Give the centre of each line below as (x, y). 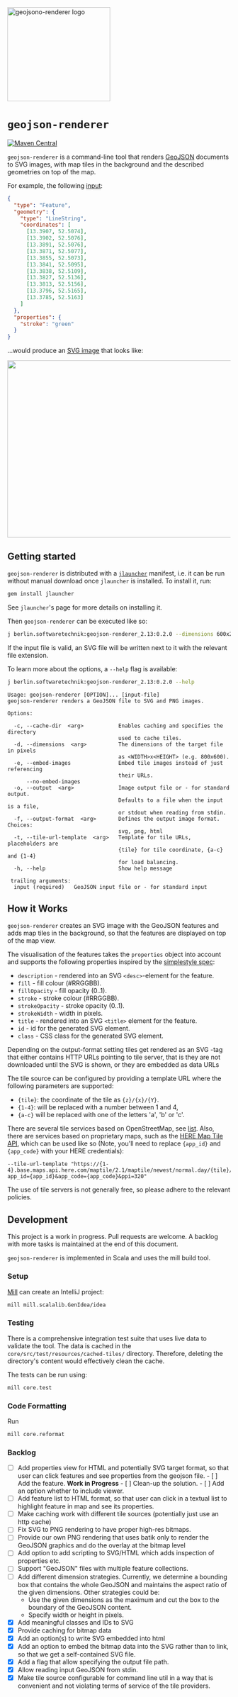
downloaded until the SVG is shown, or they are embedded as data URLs (113, 1065)
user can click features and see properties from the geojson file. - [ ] (118, 1476)
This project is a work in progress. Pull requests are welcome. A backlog (113, 1237)
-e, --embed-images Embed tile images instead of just (118, 763)
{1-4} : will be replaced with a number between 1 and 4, (98, 1107)
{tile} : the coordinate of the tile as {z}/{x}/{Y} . (88, 1100)
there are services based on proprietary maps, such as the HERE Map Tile (115, 1136)
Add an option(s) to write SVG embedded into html (91, 1638)
